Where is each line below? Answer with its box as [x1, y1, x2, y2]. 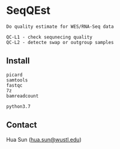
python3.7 [6, 103, 31, 109]
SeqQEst [6, 4, 51, 17]
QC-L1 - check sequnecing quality [6, 34, 93, 40]
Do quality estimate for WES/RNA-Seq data [6, 24, 114, 30]
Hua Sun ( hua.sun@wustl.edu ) [6, 136, 82, 143]
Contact [6, 120, 37, 130]
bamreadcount [6, 93, 39, 99]
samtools [6, 77, 28, 83]
